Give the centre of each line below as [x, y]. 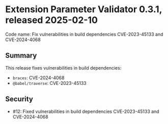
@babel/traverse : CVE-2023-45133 [49, 83]
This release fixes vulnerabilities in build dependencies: [63, 68]
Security [19, 99]
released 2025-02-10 [52, 20]
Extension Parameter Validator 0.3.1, [83, 9]
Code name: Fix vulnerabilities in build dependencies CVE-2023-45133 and [84, 34]
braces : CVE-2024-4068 [38, 78]
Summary [21, 56]
